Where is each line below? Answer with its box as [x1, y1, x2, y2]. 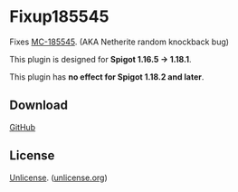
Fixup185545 [9, 6, 109, 27]
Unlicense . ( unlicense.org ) [9, 172, 109, 183]
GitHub [9, 121, 36, 132]
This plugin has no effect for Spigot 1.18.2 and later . [9, 71, 205, 82]
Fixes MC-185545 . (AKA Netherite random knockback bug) [9, 36, 229, 47]
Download [9, 98, 68, 113]
